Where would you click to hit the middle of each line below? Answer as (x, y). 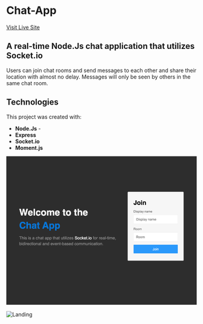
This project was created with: (44, 117)
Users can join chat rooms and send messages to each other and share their (101, 70)
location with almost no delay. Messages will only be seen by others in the (98, 77)
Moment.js (29, 147)
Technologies (33, 102)
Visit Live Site (23, 27)
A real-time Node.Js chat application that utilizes (101, 46)
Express (25, 135)
